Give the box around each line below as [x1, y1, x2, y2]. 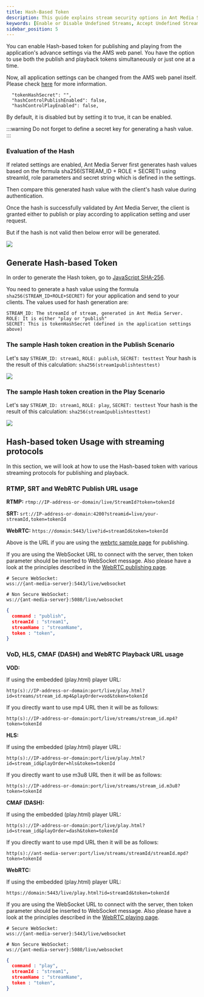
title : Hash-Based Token [6, 9, 69, 15]
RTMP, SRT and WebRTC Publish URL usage [6, 484, 138, 492]
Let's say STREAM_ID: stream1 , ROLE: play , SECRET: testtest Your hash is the [6, 401, 198, 408]
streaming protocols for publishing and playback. [6, 469, 129, 476]
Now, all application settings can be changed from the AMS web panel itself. [6, 74, 197, 81]
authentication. [6, 192, 44, 199]
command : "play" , [12, 963, 59, 969]
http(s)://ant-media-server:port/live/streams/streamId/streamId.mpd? [6, 850, 189, 856]
